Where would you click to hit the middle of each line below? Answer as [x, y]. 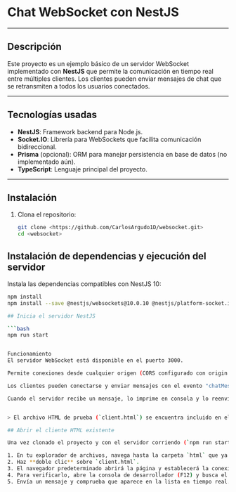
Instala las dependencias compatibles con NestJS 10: [84, 284]
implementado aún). [46, 162]
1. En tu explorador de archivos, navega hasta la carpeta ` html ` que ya [118, 455]
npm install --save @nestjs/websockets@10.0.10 [78, 303]
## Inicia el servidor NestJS [52, 316]
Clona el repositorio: [47, 214]
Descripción [34, 47]
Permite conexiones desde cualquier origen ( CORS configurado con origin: [119, 373]
